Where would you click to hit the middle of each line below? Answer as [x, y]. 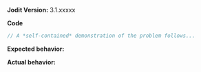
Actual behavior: [32, 62]
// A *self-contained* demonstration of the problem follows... [101, 36]
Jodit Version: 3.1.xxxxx [41, 10]
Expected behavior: [36, 49]
